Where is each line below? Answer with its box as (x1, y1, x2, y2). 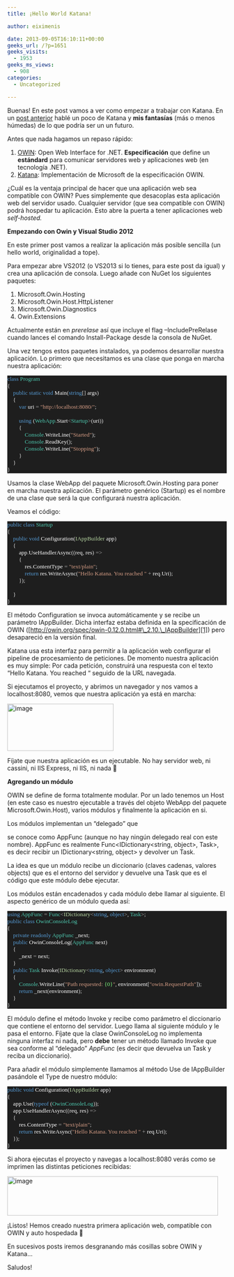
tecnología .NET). (17, 163, 68, 171)
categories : (7, 74, 42, 81)
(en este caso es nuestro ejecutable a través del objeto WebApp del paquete (7, 798, 227, 806)
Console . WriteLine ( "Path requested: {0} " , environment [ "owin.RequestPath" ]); (18, 980, 202, 988)
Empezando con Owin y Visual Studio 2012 (7, 227, 134, 235)
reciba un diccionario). (7, 1051, 72, 1060)
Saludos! (7, 1263, 33, 1271)
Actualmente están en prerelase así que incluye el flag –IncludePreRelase (7, 325, 218, 334)
